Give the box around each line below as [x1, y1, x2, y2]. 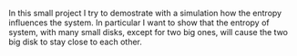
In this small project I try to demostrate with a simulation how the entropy [8, 8, 282, 18]
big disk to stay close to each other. [8, 36, 143, 47]
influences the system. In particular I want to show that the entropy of [8, 17, 270, 28]
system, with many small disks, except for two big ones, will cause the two [8, 27, 289, 37]
